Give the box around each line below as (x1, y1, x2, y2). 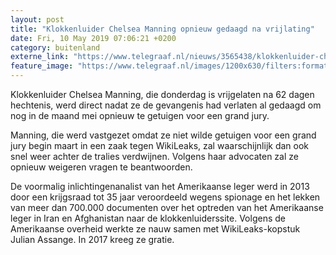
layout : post (10, 14, 65, 25)
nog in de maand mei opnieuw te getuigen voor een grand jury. (10, 110, 270, 121)
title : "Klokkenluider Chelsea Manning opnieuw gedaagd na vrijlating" (10, 24, 315, 34)
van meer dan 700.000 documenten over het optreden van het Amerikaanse (10, 202, 324, 213)
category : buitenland (10, 42, 101, 53)
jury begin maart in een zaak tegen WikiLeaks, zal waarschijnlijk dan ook (10, 140, 310, 151)
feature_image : (10, 61, 74, 71)
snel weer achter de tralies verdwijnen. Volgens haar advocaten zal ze (10, 151, 299, 162)
